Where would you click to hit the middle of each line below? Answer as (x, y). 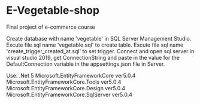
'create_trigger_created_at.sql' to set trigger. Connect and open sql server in (100, 51)
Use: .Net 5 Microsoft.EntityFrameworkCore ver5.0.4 (71, 75)
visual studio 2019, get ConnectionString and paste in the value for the (93, 57)
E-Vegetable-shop (53, 10)
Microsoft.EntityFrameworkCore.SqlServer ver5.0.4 (69, 94)
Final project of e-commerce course (51, 27)
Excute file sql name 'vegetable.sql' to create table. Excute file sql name (95, 45)
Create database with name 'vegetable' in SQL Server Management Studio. (99, 38)
